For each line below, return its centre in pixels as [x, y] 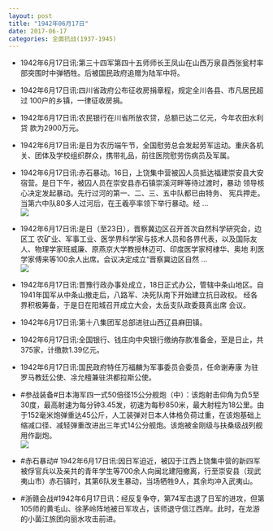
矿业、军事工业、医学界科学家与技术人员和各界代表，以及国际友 [150, 239]
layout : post [30, 16]
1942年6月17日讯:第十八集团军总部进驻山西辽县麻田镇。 [113, 323]
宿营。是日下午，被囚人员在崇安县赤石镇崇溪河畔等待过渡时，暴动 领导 [139, 183]
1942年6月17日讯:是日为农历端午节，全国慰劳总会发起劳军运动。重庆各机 [142, 145]
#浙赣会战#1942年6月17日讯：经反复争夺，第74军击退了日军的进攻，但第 [142, 498]
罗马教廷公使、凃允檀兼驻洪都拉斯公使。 [88, 377]
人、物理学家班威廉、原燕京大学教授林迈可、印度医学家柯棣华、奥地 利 [139, 249]
